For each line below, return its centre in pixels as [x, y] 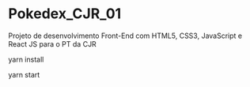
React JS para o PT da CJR [52, 43]
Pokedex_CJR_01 [65, 14]
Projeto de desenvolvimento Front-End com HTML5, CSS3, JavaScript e [125, 36]
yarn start [24, 74]
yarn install [26, 59]
